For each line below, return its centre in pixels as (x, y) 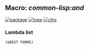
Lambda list (19, 32)
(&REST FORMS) (19, 42)
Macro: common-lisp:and (44, 8)
